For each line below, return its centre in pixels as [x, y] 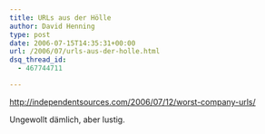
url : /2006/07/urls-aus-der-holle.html [85, 52]
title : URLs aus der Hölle [60, 18]
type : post [30, 34]
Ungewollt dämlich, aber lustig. [67, 120]
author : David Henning [52, 26]
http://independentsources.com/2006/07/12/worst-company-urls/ [132, 101]
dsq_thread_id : [38, 60]
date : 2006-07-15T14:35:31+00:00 [73, 43]
